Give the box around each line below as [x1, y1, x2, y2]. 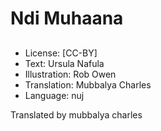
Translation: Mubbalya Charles [24, 78, 152, 91]
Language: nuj [24, 89, 85, 101]
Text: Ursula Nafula [24, 57, 105, 69]
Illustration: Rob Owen [24, 68, 117, 80]
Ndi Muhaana [10, 7, 124, 30]
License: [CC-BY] [24, 47, 98, 59]
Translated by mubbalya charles [10, 108, 143, 121]
